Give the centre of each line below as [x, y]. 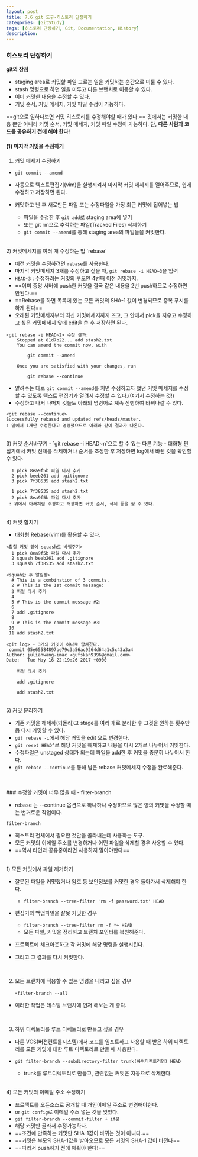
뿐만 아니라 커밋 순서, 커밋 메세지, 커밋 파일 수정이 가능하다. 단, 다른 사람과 [98, 124]
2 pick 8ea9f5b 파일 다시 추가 [46, 498]
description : [22, 34]
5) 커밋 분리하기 [25, 710]
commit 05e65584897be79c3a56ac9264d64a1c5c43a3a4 [71, 650]
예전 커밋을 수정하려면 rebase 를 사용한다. [62, 263]
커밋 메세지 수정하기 [38, 160]
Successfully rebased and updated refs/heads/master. [74, 419]
